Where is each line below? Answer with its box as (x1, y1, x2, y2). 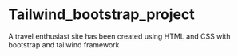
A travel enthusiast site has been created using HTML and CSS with (8, 32, 231, 41)
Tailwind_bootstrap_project (8, 6, 196, 24)
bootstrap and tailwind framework (8, 39, 120, 49)
